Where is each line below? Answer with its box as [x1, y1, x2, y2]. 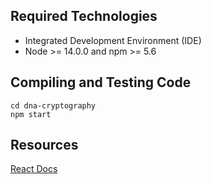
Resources [10, 137, 79, 154]
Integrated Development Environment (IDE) [24, 34, 202, 46]
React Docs [10, 163, 58, 175]
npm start [10, 109, 52, 119]
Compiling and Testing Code [10, 74, 192, 91]
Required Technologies [10, 8, 158, 25]
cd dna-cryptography [10, 100, 97, 111]
